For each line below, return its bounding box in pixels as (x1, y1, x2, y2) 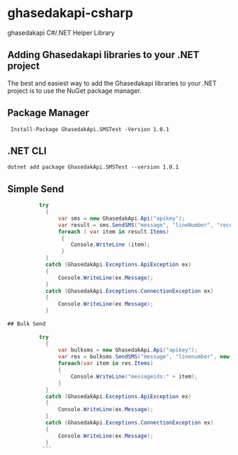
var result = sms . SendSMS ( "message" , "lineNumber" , (57, 221, 214, 228)
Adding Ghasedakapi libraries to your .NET (7, 49, 200, 61)
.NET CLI (7, 145, 47, 157)
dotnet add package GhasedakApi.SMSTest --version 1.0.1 (7, 164, 179, 171)
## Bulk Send (7, 320, 46, 327)
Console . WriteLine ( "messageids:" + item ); (70, 373, 198, 380)
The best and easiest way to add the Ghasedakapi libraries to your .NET (7, 79, 217, 87)
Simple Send (7, 183, 64, 195)
